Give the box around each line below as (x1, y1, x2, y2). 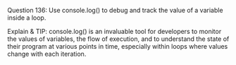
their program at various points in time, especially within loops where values (7, 42, 228, 50)
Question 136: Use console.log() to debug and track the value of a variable (7, 6, 223, 14)
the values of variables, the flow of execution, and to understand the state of (7, 35, 230, 43)
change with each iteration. (7, 49, 87, 58)
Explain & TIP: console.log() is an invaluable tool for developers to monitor (7, 28, 222, 35)
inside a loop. (7, 13, 46, 22)
